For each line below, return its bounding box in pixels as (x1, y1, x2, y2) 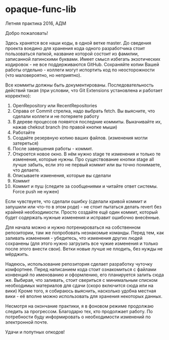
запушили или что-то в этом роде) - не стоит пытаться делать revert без (5, 203, 162, 209)
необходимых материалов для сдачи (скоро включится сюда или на (5, 282, 154, 288)
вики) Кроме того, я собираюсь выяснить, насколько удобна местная (5, 287, 156, 294)
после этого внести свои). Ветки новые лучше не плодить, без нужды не (5, 245, 163, 251)
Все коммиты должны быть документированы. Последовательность (5, 82, 154, 88)
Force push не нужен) (12, 188, 60, 194)
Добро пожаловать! (5, 30, 48, 36)
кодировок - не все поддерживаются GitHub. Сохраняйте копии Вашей (5, 61, 159, 67)
